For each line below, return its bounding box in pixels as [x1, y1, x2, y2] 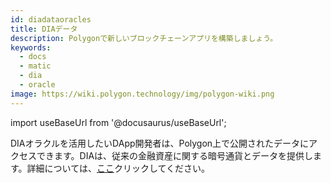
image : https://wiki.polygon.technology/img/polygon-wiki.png [10, 89, 275, 99]
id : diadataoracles [10, 14, 92, 25]
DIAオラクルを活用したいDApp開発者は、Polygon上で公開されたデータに [10, 137, 310, 149]
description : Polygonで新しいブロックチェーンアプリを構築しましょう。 [10, 33, 278, 43]
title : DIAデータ [10, 24, 78, 34]
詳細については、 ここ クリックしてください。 [26, 162, 211, 174]
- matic [19, 61, 52, 71]
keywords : [10, 42, 52, 53]
